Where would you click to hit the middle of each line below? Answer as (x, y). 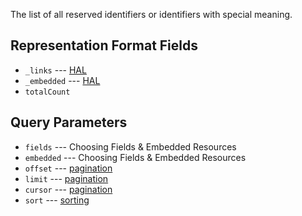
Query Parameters (69, 122)
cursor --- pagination (68, 189)
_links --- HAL (55, 70)
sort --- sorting (57, 200)
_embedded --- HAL (62, 80)
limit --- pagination (66, 178)
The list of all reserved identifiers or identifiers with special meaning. (151, 14)
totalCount (47, 92)
